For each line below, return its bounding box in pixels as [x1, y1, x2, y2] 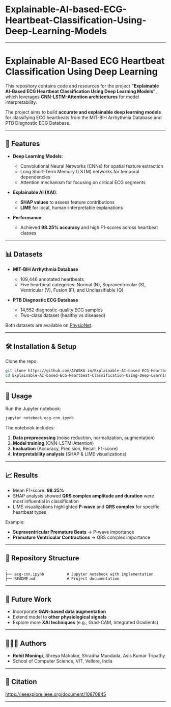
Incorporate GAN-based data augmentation [12, 608, 106, 614]
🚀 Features [5, 140, 40, 148]
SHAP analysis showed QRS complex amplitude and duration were [12, 492, 154, 499]
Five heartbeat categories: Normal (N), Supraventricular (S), [20, 281, 146, 287]
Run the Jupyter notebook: [5, 405, 62, 412]
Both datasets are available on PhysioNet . [5, 322, 93, 328]
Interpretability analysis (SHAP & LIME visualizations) [12, 451, 127, 457]
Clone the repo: [5, 358, 38, 364]
